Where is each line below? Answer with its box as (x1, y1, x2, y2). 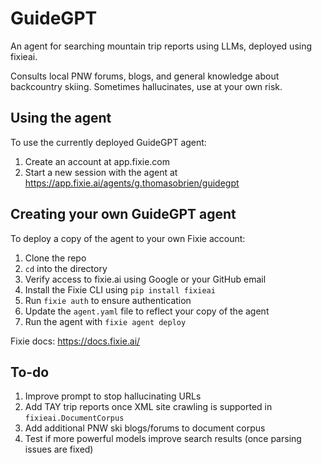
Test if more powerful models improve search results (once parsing (24, 433, 302, 445)
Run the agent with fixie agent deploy (24, 315, 187, 327)
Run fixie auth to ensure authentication (24, 294, 192, 306)
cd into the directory (24, 262, 108, 274)
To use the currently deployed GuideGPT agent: (10, 136, 207, 148)
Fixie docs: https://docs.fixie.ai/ (10, 335, 141, 347)
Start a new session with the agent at (24, 166, 178, 178)
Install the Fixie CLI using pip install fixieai (24, 283, 216, 296)
